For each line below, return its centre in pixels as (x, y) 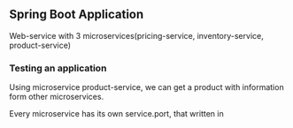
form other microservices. (57, 97)
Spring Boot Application (77, 15)
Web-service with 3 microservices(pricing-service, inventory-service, (136, 35)
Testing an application (58, 68)
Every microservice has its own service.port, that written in (116, 114)
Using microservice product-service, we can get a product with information (147, 87)
